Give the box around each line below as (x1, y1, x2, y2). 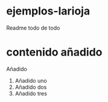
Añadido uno (14, 77, 47, 84)
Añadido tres (14, 89, 47, 97)
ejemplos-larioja (6, 4, 91, 18)
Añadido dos (14, 83, 47, 91)
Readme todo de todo (6, 24, 60, 31)
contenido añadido (6, 45, 103, 59)
